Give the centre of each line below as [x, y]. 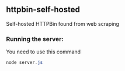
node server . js [25, 63]
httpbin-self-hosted [43, 10]
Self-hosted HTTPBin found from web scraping [63, 23]
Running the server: [35, 39]
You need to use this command [43, 52]
